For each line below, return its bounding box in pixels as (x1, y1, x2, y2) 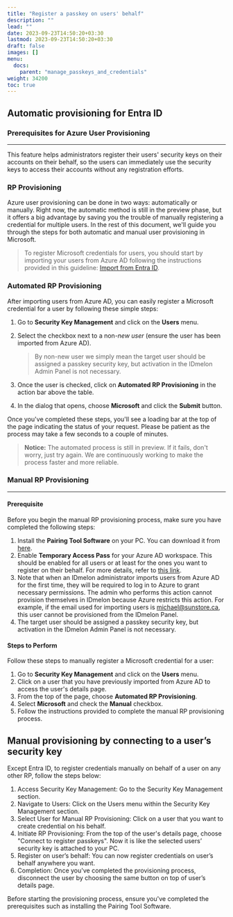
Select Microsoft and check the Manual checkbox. (17, 700, 164, 708)
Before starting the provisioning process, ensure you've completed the (7, 895, 209, 903)
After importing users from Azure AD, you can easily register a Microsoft (7, 297, 214, 305)
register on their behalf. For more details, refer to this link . (17, 566, 182, 574)
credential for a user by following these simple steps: (7, 304, 159, 313)
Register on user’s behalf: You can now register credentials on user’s (17, 852, 214, 860)
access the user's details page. (17, 685, 107, 693)
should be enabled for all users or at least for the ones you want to (17, 558, 208, 567)
